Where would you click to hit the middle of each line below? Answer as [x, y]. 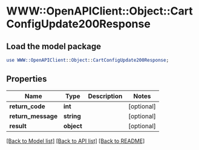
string [72, 116]
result [18, 126]
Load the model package [54, 46]
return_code [27, 106]
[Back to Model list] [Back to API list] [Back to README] [76, 141]
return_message [34, 116]
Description [105, 96]
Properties [27, 79]
